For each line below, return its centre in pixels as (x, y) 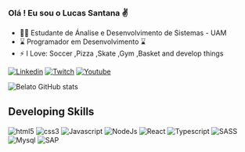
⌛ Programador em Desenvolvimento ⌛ (83, 42)
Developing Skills (51, 112)
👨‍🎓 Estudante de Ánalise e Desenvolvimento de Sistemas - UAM (123, 33)
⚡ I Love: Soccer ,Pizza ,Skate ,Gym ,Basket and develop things (121, 53)
